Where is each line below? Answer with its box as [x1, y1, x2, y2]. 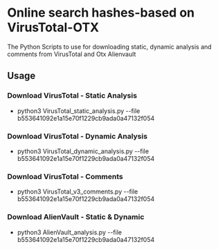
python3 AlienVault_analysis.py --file [17, 227, 122, 237]
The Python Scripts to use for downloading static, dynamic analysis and [7, 42, 212, 51]
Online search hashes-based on [7, 5, 195, 21]
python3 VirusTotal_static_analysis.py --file [17, 106, 140, 115]
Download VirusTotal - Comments [7, 171, 123, 181]
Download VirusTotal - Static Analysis [7, 91, 137, 101]
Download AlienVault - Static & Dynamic [7, 212, 145, 222]
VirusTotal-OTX [7, 19, 99, 35]
